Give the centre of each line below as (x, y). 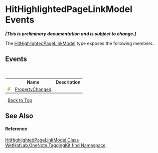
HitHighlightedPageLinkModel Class (42, 140)
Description (68, 82)
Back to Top (20, 100)
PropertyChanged (33, 89)
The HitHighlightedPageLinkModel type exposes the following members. (79, 43)
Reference (16, 128)
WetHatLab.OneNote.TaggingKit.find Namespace (55, 145)
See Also (19, 116)
